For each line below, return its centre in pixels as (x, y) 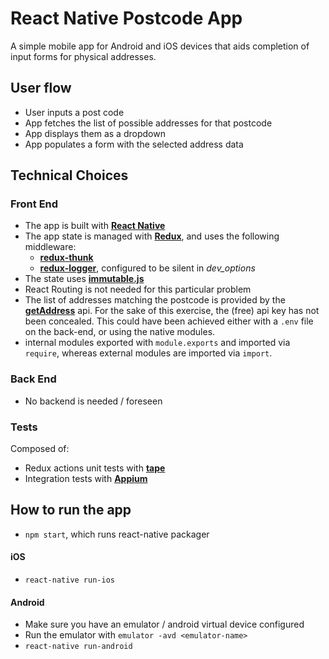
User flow (41, 88)
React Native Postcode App (126, 18)
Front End (34, 204)
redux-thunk (66, 258)
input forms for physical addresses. (83, 56)
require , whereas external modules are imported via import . (148, 353)
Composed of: (40, 449)
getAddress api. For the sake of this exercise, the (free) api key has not (172, 311)
